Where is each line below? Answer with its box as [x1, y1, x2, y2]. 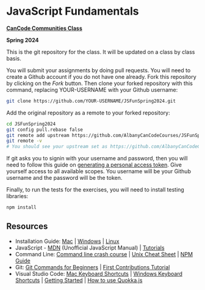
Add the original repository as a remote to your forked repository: [6, 109, 170, 116]
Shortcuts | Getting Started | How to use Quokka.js [15, 277, 143, 284]
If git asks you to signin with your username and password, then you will [6, 155, 188, 162]
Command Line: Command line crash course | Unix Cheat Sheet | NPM [15, 250, 193, 258]
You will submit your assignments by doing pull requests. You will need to [6, 66, 191, 74]
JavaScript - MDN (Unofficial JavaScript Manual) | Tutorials [15, 244, 165, 251]
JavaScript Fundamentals [6, 4, 139, 18]
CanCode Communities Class [6, 24, 82, 32]
